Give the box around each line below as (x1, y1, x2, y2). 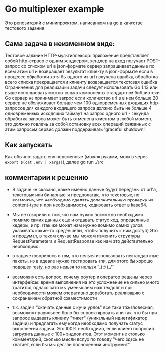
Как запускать (5, 141, 53, 149)
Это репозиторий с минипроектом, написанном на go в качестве (5, 20, 143, 26)
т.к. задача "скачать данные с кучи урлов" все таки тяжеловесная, (12, 304, 154, 310)
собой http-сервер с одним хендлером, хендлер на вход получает (5, 58, 146, 64)
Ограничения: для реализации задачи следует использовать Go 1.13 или (5, 84, 158, 90)
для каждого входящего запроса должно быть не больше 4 (26, 105, 152, 111)
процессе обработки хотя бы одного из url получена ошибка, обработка (5, 73, 158, 80)
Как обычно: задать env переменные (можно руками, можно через (5, 153, 148, 159)
